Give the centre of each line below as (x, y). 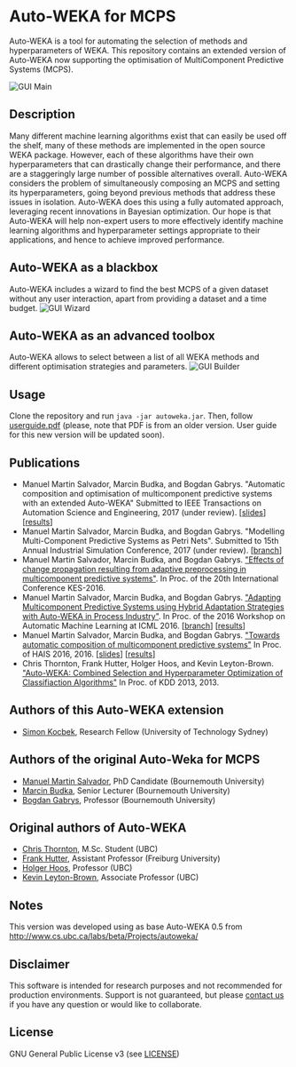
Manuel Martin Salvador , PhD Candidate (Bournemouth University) (143, 781)
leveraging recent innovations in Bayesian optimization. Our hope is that (140, 211)
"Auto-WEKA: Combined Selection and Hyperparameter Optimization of (152, 673)
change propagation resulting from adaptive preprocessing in (134, 569)
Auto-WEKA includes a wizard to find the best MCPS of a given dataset (139, 289)
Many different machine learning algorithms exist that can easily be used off (148, 136)
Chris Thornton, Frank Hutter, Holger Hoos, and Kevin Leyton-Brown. (148, 663)
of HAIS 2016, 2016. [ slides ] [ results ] (89, 654)
